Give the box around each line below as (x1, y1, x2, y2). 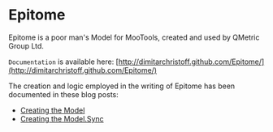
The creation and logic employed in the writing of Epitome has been (8, 81, 236, 91)
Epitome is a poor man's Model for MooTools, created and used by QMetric (8, 32, 260, 42)
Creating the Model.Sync (19, 113, 104, 123)
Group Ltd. (8, 40, 45, 50)
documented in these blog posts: (8, 89, 119, 99)
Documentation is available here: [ (8, 57, 119, 66)
